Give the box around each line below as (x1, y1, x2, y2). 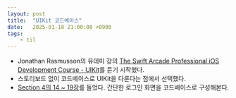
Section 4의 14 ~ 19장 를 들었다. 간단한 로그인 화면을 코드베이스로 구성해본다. (17, 83, 230, 92)
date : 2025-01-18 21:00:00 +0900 (7, 23, 112, 30)
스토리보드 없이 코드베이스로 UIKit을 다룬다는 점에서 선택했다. (17, 75, 187, 83)
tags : (7, 30, 23, 37)
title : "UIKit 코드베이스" (7, 17, 82, 24)
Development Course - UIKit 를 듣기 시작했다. (17, 66, 145, 74)
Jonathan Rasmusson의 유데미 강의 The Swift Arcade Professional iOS (17, 57, 220, 66)
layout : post (7, 10, 46, 18)
